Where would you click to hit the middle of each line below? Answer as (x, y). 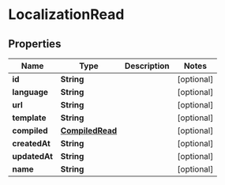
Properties (35, 44)
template (29, 118)
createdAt (32, 143)
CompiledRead (89, 130)
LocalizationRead (66, 15)
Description (147, 66)
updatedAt (33, 156)
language (30, 92)
